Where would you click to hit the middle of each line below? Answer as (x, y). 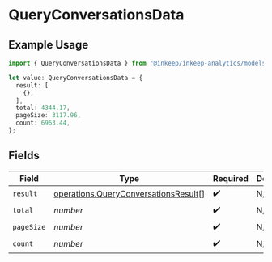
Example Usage (49, 45)
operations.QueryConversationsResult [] (130, 194)
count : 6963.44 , (43, 123)
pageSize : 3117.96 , (49, 116)
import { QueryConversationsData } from (78, 63)
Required (231, 178)
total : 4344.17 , (43, 108)
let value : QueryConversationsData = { (76, 78)
